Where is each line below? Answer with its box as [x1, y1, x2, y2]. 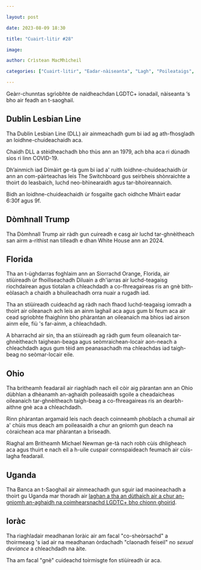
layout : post [6, 14, 39, 20]
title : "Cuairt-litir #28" [6, 36, 74, 42]
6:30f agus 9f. [6, 197, 41, 204]
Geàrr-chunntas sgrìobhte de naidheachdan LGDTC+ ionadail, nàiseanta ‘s [6, 90, 191, 97]
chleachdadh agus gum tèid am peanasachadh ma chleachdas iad [6, 344, 170, 352]
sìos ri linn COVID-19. [6, 154, 59, 161]
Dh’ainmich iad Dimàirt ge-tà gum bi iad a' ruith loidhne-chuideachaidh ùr [6, 166, 188, 173]
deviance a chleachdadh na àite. [6, 545, 87, 552]
